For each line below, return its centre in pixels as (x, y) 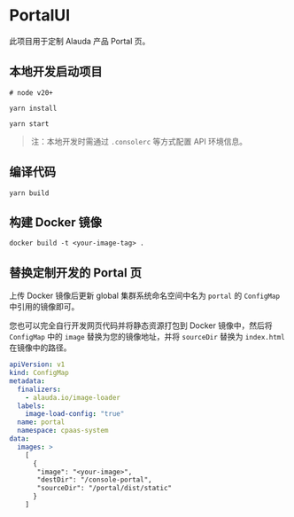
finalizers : (39, 389)
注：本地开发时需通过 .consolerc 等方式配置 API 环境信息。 (139, 141)
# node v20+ (31, 93)
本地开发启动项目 (56, 72)
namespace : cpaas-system (63, 431)
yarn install (33, 108)
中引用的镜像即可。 (44, 307)
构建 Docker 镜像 (56, 222)
